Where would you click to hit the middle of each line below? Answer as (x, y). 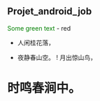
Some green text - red (39, 28)
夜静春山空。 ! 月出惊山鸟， (57, 57)
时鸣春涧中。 (44, 88)
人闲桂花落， (36, 42)
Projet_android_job (50, 11)
